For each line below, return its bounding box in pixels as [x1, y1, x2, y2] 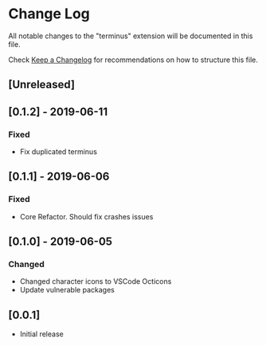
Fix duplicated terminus [19, 147, 98, 157]
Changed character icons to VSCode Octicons [19, 277, 172, 286]
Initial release [19, 329, 64, 339]
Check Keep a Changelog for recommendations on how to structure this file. [8, 55, 259, 64]
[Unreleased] [8, 78, 76, 91]
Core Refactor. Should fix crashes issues [19, 211, 154, 221]
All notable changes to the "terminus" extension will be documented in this [8, 31, 253, 41]
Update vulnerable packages [19, 285, 115, 295]
